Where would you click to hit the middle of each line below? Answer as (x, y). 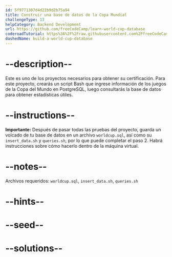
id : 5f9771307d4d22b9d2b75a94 (38, 10)
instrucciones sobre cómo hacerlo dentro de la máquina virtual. (72, 146)
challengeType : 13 (25, 19)
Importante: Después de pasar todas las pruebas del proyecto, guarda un (83, 129)
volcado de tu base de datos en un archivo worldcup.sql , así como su (79, 135)
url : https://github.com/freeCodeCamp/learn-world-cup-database (75, 29)
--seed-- (25, 225)
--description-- (39, 64)
